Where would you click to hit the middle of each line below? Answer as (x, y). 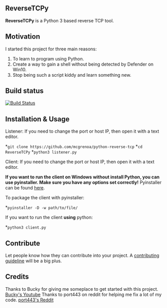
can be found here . (25, 188)
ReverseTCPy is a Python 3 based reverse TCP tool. (60, 20)
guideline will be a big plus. (34, 261)
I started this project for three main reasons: (51, 49)
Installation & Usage (37, 119)
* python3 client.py (26, 227)
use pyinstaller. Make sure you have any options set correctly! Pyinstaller (83, 182)
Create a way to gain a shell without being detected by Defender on (83, 64)
